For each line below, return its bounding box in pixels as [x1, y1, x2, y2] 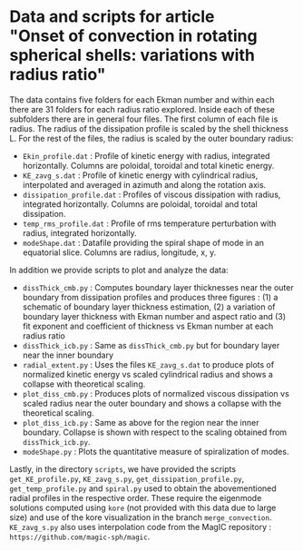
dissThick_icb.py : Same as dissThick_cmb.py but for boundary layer [22, 339, 280, 350]
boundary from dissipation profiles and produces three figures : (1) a [22, 291, 279, 302]
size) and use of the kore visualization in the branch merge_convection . [9, 511, 272, 523]
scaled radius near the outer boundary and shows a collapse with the [22, 398, 282, 408]
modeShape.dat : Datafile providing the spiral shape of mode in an [22, 237, 265, 248]
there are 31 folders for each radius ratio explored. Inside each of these [9, 103, 275, 114]
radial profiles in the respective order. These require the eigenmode [9, 492, 262, 503]
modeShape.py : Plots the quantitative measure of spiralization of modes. [22, 446, 289, 457]
